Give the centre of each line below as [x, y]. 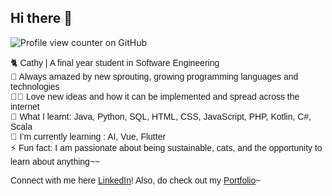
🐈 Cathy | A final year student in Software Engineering [115, 62]
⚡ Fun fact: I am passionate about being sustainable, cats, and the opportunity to [166, 147]
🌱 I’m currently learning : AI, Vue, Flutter [88, 136]
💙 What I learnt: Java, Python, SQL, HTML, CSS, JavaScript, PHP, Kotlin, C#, [161, 116]
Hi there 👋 [41, 18]
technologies [35, 86]
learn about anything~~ [55, 161]
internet [25, 106]
